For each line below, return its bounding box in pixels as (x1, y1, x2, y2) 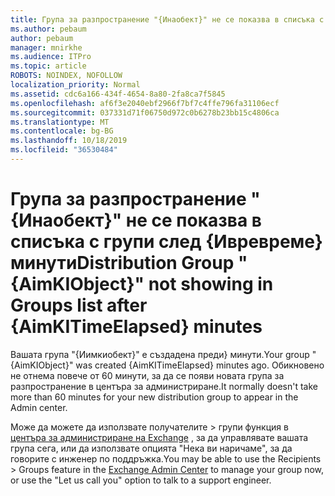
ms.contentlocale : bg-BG (10, 126, 114, 136)
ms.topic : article (10, 61, 87, 71)
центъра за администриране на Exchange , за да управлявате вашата (10, 431, 309, 443)
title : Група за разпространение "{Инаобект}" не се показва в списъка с (10, 14, 325, 25)
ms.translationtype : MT (10, 117, 110, 127)
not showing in (148, 273, 274, 296)
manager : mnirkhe (10, 42, 83, 53)
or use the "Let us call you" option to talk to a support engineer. (10, 474, 272, 486)
